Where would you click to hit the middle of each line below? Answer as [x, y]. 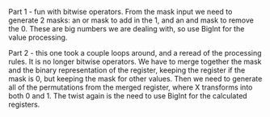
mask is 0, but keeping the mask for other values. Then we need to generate [135, 79]
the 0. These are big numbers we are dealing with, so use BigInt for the [127, 29]
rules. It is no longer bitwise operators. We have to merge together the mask [135, 61]
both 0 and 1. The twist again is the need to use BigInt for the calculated [128, 96]
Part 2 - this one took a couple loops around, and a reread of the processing [135, 53]
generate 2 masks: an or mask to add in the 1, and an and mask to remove [131, 20]
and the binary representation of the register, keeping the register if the [127, 70]
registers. [24, 104]
